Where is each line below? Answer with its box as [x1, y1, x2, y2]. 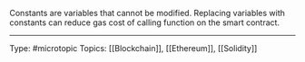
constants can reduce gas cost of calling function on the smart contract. [9, 17, 280, 28]
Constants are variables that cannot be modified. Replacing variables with [9, 8, 286, 18]
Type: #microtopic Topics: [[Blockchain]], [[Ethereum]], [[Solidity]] [9, 43, 258, 53]
